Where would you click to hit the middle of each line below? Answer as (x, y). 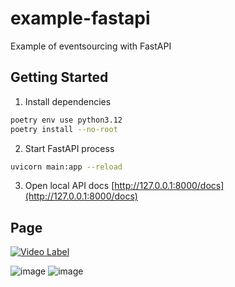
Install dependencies (68, 101)
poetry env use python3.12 (66, 120)
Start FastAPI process (69, 148)
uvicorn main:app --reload (66, 167)
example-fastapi (80, 18)
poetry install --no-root (64, 129)
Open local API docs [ (69, 186)
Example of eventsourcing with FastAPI (91, 46)
